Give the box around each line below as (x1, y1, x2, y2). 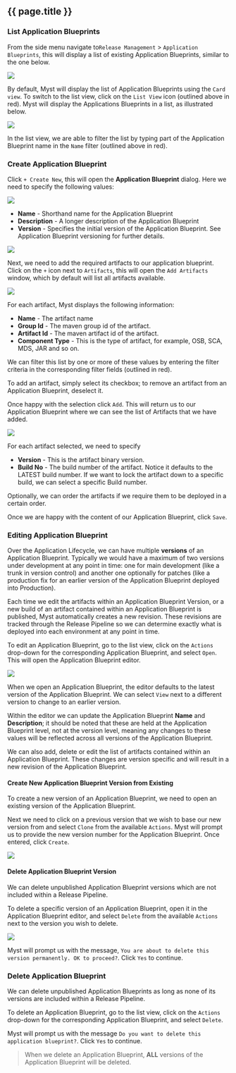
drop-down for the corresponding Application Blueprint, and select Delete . (7, 1015, 223, 1024)
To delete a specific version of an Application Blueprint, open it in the (7, 904, 208, 912)
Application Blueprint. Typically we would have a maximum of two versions (7, 554, 225, 562)
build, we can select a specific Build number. (17, 478, 148, 486)
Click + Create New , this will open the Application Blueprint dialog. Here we (7, 175, 227, 183)
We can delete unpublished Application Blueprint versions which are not (7, 883, 217, 891)
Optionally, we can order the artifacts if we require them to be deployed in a (7, 491, 227, 500)
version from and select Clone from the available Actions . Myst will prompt (7, 823, 223, 831)
